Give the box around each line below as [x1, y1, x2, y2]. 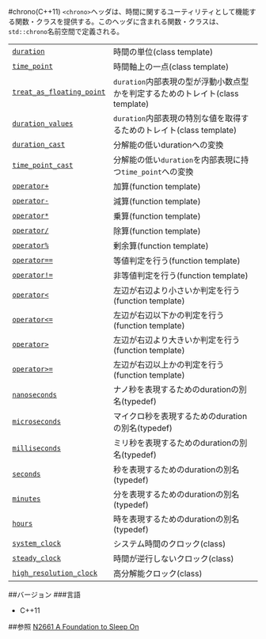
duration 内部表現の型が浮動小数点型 [113, 76, 249, 87]
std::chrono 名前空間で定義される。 [8, 27, 124, 36]
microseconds [12, 417, 62, 426]
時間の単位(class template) [113, 47, 214, 57]
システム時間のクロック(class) [113, 538, 226, 549]
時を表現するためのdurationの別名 [113, 514, 240, 524]
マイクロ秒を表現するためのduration [113, 411, 248, 421]
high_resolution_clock [12, 569, 97, 577]
